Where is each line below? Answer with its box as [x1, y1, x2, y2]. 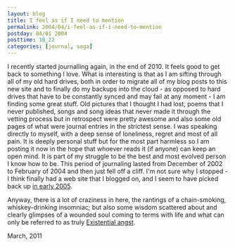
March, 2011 [7, 232, 42, 240]
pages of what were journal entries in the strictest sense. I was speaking [7, 122, 217, 130]
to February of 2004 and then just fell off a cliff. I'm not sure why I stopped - [7, 167, 229, 175]
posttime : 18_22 [7, 37, 55, 44]
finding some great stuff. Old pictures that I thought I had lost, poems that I [7, 100, 224, 108]
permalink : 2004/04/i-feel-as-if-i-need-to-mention [7, 23, 162, 30]
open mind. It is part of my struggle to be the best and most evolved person [7, 152, 227, 160]
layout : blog [7, 10, 46, 18]
